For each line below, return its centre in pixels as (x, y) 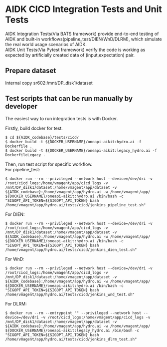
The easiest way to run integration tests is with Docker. (62, 118)
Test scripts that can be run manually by (69, 99)
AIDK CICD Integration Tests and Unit (83, 9)
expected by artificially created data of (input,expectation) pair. (70, 55)
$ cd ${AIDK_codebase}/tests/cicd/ (42, 137)
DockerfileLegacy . (25, 155)
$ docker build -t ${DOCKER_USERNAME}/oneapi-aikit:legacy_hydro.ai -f (81, 150)
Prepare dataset (31, 71)
